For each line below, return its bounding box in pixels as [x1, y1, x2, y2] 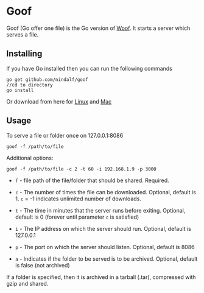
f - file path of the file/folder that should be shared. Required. [15, 177, 169, 184]
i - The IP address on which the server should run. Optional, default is [15, 225, 192, 232]
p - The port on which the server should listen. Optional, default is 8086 [15, 243, 195, 250]
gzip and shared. [6, 280, 49, 287]
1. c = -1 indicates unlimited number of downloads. [15, 195, 141, 202]
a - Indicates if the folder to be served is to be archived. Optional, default [15, 255, 198, 263]
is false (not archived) [15, 261, 70, 269]
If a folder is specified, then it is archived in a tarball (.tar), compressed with [6, 273, 196, 281]
